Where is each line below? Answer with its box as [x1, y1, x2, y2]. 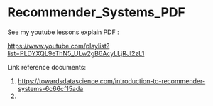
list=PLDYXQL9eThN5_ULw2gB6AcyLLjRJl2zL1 [7, 49, 145, 58]
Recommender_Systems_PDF [7, 4, 186, 21]
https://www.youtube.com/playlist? [7, 41, 110, 50]
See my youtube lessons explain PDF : [7, 28, 119, 36]
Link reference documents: [7, 63, 87, 71]
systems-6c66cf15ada [17, 84, 84, 92]
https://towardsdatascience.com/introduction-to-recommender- [17, 76, 206, 85]
